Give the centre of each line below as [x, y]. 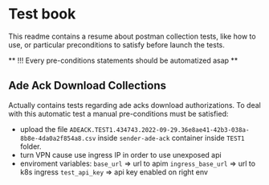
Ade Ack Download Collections [88, 86]
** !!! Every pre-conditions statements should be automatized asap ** [123, 60]
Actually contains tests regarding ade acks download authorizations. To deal [134, 105]
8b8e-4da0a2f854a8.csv [58, 138]
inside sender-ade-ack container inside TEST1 [171, 138]
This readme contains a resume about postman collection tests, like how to [132, 36]
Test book [42, 14]
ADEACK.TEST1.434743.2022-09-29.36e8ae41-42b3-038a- [159, 129]
